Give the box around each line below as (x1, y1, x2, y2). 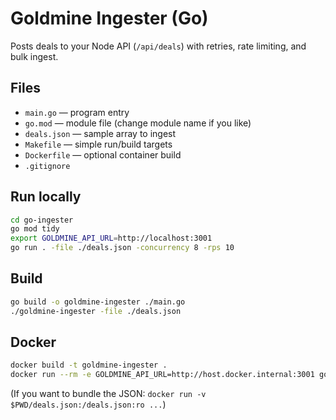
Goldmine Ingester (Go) (10, 7, 209, 30)
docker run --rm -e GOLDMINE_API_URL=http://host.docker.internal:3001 (10, 370, 315, 380)
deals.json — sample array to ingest (24, 127, 177, 139)
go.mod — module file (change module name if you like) (24, 117, 252, 129)
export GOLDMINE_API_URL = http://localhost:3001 (10, 233, 213, 244)
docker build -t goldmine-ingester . (10, 360, 168, 371)
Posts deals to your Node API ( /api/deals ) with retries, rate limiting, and (10, 40, 307, 52)
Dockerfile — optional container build (24, 148, 182, 161)
